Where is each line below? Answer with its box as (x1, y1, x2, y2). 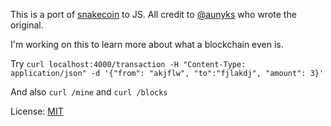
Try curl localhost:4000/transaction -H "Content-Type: (10, 58, 247, 69)
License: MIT (10, 105, 64, 117)
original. (10, 19, 44, 31)
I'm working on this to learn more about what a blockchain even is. (10, 39, 284, 50)
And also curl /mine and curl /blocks (10, 86, 168, 98)
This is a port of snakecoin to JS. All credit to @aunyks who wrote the (10, 9, 297, 20)
